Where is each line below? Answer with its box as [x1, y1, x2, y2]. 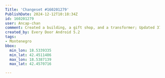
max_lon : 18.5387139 [9, 57, 52, 62]
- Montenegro [5, 39, 32, 44]
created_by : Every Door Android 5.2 [5, 30, 80, 35]
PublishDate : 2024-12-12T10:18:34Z [5, 12, 78, 17]
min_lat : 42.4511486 [9, 52, 52, 58]
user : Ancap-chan [5, 20, 41, 26]
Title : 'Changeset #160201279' [5, 7, 69, 12]
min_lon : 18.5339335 [9, 48, 52, 53]
